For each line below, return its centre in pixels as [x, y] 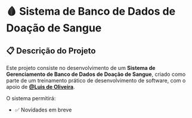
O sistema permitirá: [31, 98]
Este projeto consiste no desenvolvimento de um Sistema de [81, 68]
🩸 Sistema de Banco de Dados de [91, 12]
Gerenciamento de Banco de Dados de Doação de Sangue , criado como [96, 74]
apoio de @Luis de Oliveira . [41, 87]
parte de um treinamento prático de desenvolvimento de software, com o [96, 80]
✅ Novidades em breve [43, 110]
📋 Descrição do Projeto [51, 51]
